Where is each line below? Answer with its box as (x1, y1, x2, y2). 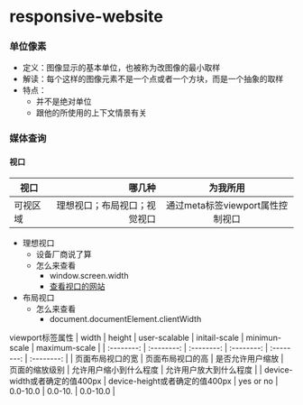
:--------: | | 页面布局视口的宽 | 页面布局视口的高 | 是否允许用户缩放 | (29, 353, 284, 364)
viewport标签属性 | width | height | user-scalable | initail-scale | (9, 332, 244, 343)
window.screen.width (49, 270, 129, 281)
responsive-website (9, 6, 164, 27)
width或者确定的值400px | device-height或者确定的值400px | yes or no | (9, 375, 279, 386)
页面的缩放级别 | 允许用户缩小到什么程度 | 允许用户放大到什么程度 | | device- (9, 364, 293, 375)
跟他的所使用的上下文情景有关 (35, 107, 147, 118)
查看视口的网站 (49, 281, 106, 291)
